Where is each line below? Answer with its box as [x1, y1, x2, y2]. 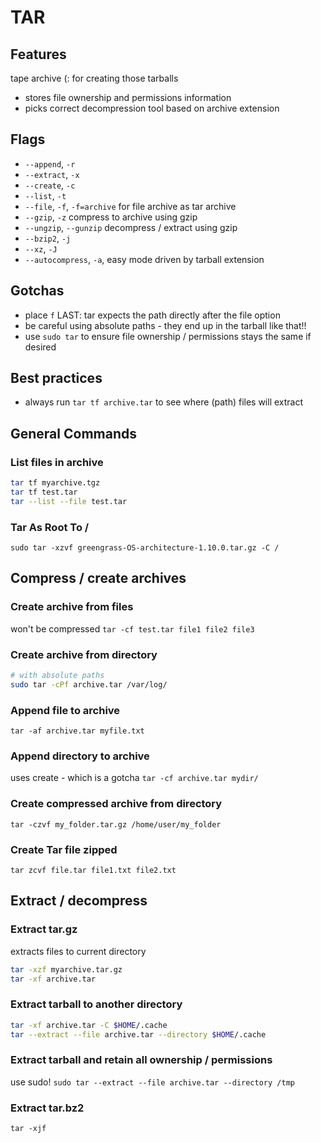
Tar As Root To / [10, 520, 90, 534]
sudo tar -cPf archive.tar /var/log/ [10, 679, 168, 690]
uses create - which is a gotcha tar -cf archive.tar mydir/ [10, 772, 259, 784]
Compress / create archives [10, 570, 187, 587]
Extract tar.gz [10, 922, 78, 936]
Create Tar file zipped [10, 842, 118, 856]
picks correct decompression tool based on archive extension [24, 102, 280, 114]
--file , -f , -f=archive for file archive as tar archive [24, 200, 237, 212]
